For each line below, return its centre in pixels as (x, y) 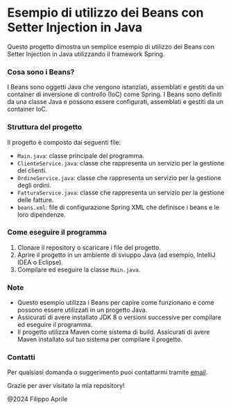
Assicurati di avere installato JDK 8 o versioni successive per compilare (119, 317)
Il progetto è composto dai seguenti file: (64, 142)
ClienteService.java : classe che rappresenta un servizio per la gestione (121, 163)
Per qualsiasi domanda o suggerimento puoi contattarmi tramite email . (108, 373)
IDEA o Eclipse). (40, 262)
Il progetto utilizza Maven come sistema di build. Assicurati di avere (113, 332)
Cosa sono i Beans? (41, 72)
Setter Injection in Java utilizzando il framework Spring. (86, 54)
